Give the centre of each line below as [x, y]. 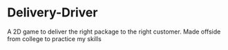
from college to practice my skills [54, 38]
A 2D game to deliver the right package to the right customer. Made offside [114, 32]
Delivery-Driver [53, 13]
